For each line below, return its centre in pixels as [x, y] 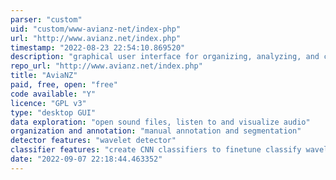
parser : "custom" [46, 19]
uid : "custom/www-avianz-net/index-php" [96, 29]
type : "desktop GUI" [53, 112]
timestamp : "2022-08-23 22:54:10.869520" [98, 47]
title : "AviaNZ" [44, 76]
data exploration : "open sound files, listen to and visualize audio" [160, 122]
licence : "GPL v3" [48, 103]
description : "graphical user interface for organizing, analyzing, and [165, 57]
